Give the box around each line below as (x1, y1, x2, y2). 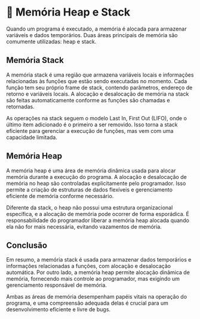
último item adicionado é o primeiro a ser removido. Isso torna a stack (6, 121, 178, 128)
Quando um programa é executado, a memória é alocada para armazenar (6, 25, 187, 32)
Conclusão (6, 240, 48, 250)
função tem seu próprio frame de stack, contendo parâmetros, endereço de (6, 84, 193, 91)
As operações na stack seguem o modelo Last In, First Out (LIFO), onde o (6, 114, 187, 121)
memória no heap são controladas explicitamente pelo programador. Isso (6, 180, 186, 187)
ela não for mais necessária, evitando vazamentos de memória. (6, 223, 162, 230)
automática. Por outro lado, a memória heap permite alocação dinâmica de (6, 269, 190, 276)
